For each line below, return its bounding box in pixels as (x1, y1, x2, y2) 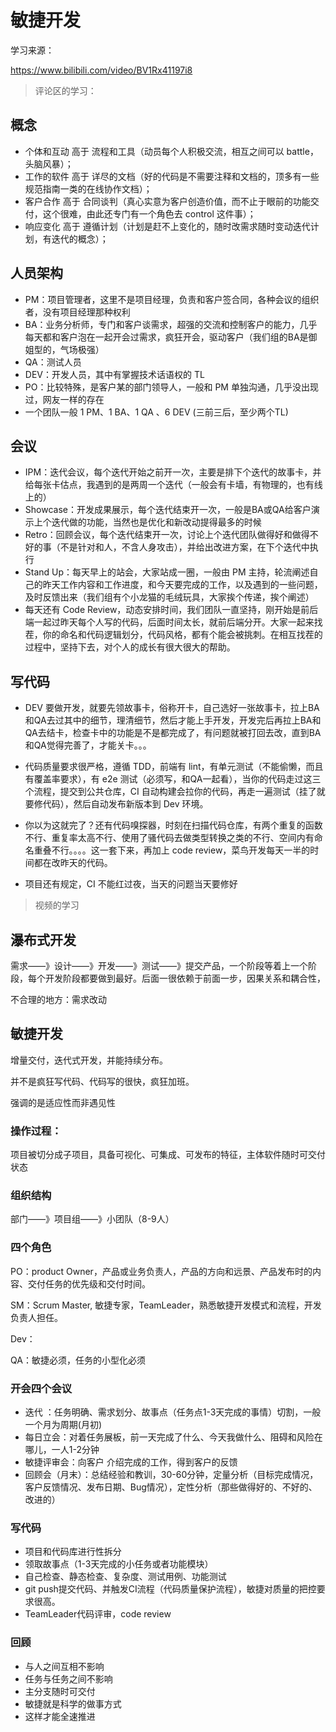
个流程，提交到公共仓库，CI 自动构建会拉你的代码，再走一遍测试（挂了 (24, 786, 317, 798)
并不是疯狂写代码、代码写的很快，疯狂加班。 (10, 1075, 195, 1087)
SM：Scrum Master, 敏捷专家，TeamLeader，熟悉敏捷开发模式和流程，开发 (10, 1299, 322, 1311)
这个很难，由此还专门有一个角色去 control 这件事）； (42, 207, 257, 220)
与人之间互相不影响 (24, 1660, 105, 1672)
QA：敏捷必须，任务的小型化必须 (10, 1354, 146, 1366)
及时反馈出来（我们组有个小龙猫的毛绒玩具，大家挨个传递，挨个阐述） (24, 591, 315, 603)
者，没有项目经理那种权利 (24, 306, 131, 318)
